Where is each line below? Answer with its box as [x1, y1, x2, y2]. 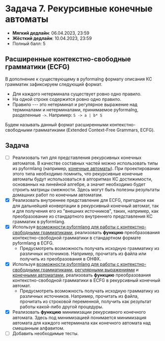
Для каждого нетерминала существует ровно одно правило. [12, 90, 142, 97]
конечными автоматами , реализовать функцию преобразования [12, 272, 151, 278]
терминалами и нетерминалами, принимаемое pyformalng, [12, 106, 139, 112]
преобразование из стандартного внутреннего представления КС [12, 213, 153, 219]
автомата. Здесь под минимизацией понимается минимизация [12, 314, 147, 321]
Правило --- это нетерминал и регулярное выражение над [12, 101, 138, 107]
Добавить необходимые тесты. [12, 330, 79, 336]
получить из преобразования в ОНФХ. [19, 256, 102, 261]
